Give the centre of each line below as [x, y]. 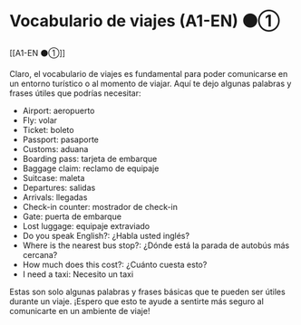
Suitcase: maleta [53, 177]
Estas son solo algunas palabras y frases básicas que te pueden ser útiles [147, 292]
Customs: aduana [55, 148]
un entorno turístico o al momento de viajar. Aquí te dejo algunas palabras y [150, 83]
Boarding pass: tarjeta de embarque [90, 158]
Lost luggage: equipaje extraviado [86, 225]
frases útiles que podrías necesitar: [75, 93]
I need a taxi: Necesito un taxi [78, 274]
